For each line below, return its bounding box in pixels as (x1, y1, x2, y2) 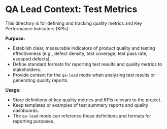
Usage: (5, 87, 21, 93)
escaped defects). (12, 55, 51, 61)
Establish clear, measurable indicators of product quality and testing (12, 45, 155, 51)
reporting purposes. (12, 118, 55, 124)
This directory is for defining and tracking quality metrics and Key (5, 20, 142, 26)
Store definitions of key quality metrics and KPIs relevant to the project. (12, 97, 162, 103)
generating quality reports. (12, 77, 69, 83)
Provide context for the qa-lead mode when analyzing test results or (12, 72, 155, 78)
